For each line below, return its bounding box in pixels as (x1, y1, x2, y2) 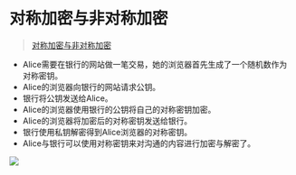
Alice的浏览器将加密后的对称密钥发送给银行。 (22, 115, 193, 126)
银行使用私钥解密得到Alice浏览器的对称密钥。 (22, 126, 193, 137)
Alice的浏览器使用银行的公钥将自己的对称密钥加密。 (22, 104, 216, 115)
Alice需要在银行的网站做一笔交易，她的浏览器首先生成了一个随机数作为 (22, 59, 288, 69)
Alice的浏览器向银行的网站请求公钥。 (22, 81, 161, 92)
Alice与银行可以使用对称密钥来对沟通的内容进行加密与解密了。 (22, 137, 256, 149)
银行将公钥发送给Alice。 (22, 92, 113, 104)
